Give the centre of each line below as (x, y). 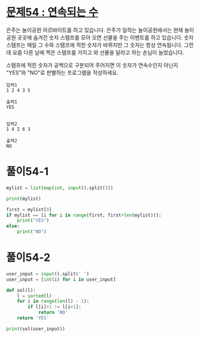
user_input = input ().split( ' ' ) (48, 274)
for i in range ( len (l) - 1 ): (53, 302)
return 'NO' (53, 313)
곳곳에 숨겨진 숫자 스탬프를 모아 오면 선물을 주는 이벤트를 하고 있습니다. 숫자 (105, 37)
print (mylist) (24, 199)
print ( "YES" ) (33, 221)
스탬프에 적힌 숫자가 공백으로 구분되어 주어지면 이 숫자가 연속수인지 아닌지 (92, 65)
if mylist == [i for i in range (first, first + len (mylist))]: (84, 215)
